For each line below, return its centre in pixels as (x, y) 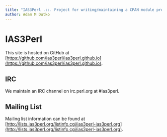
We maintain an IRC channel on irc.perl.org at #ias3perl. (62, 91)
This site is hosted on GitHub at (37, 53)
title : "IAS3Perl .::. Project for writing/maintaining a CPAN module (80, 10)
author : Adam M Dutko (28, 14)
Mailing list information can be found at (45, 119)
